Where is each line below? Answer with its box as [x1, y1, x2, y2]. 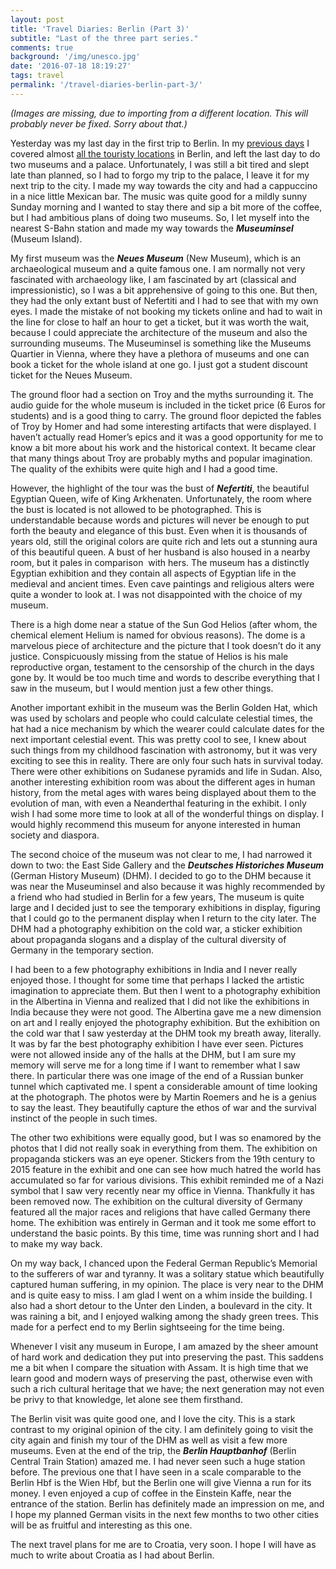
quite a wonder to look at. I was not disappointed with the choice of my [10, 588, 303, 600]
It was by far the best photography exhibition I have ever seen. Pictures [10, 1037, 304, 1050]
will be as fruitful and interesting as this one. [10, 1519, 193, 1531]
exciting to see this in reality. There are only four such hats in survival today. [10, 754, 324, 766]
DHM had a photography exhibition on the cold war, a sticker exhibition [10, 922, 303, 935]
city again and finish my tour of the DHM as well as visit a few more [10, 1434, 288, 1446]
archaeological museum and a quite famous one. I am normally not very [10, 262, 306, 275]
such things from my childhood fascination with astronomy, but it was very [10, 744, 318, 756]
